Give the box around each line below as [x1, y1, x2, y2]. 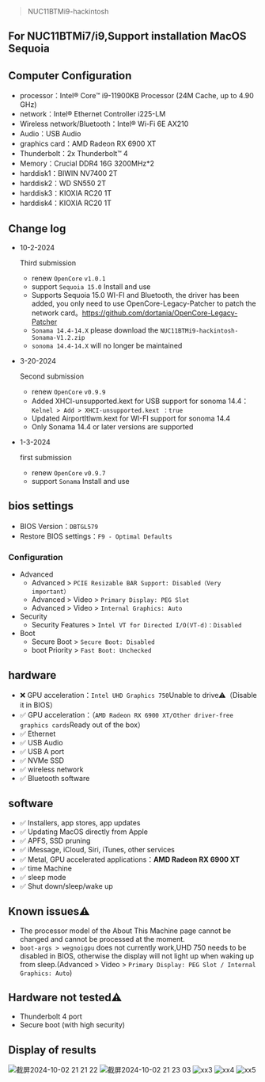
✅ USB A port [19, 746, 65, 756]
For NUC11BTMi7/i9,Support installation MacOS [8, 29, 247, 43]
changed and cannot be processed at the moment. [19, 934, 186, 943]
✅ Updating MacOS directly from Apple [19, 827, 149, 836]
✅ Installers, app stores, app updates [19, 817, 141, 827]
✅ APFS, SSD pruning [19, 836, 91, 845]
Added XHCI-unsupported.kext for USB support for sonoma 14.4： [31, 396, 249, 406]
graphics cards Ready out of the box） [19, 720, 145, 730]
